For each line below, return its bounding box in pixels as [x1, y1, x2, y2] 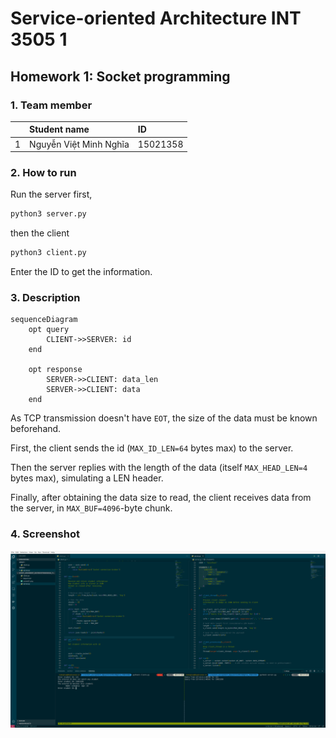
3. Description [10, 291, 81, 305]
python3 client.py [10, 248, 87, 258]
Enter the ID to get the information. [10, 266, 153, 278]
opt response [28, 365, 83, 375]
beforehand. [10, 423, 62, 435]
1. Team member [10, 98, 93, 112]
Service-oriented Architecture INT [10, 7, 302, 30]
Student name [29, 123, 90, 136]
